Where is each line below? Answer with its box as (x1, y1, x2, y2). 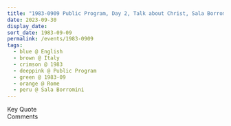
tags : (7, 42, 23, 49)
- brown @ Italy (13, 55, 60, 62)
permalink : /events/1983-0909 (7, 36, 94, 42)
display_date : (7, 23, 48, 29)
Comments (7, 112, 38, 121)
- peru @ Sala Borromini (13, 86, 85, 93)
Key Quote (7, 105, 37, 114)
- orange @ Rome (13, 80, 60, 87)
